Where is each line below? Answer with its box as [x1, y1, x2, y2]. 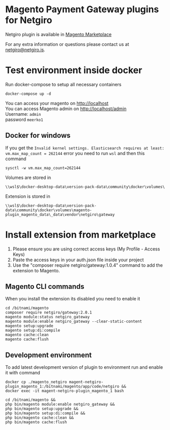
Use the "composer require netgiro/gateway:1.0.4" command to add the [12, 262, 163, 268]
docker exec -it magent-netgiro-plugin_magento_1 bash [5, 389, 124, 394]
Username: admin [5, 111, 41, 117]
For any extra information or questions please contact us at [5, 41, 129, 47]
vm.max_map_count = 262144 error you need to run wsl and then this [5, 150, 145, 156]
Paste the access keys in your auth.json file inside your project [12, 257, 144, 263]
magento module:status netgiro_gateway [5, 315, 90, 320]
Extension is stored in [5, 193, 50, 199]
